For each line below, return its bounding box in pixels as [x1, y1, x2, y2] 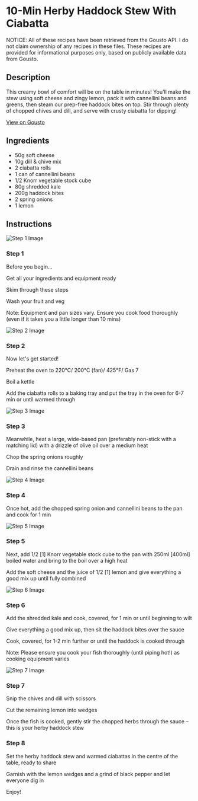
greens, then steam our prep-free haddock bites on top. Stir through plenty [6, 101, 189, 108]
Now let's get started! [6, 355, 59, 362]
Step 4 [6, 491, 25, 499]
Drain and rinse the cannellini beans [6, 465, 93, 472]
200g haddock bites [14, 189, 64, 196]
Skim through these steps [6, 286, 69, 293]
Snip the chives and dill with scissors [6, 695, 96, 702]
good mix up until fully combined [6, 575, 86, 582]
